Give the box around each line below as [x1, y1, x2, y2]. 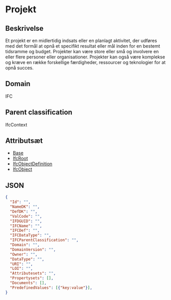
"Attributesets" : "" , [10, 271, 56, 276]
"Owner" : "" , [10, 252, 38, 257]
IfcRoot [12, 155, 28, 162]
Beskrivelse [5, 24, 44, 33]
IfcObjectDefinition [12, 161, 53, 167]
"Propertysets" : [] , [10, 275, 54, 281]
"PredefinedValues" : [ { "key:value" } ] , [10, 285, 93, 290]
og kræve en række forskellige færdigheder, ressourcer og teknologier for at [5, 59, 166, 65]
